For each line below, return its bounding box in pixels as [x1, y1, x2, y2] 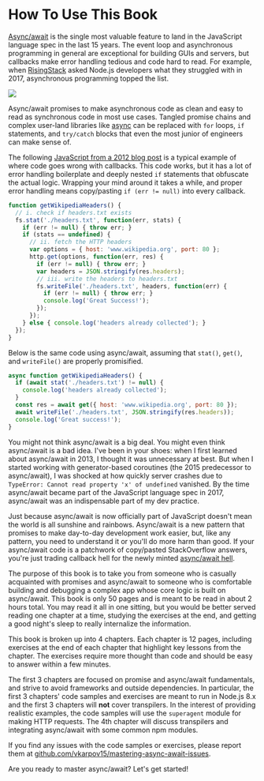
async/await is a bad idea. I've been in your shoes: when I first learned [8, 445, 238, 455]
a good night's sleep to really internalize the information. [8, 618, 191, 629]
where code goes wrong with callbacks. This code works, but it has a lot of [8, 160, 252, 171]
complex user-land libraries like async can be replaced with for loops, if [8, 120, 245, 130]
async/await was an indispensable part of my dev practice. [8, 496, 199, 505]
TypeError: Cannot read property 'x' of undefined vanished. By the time [8, 479, 250, 489]
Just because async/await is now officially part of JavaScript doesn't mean [8, 511, 252, 520]
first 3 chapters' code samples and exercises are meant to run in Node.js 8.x [8, 691, 256, 700]
